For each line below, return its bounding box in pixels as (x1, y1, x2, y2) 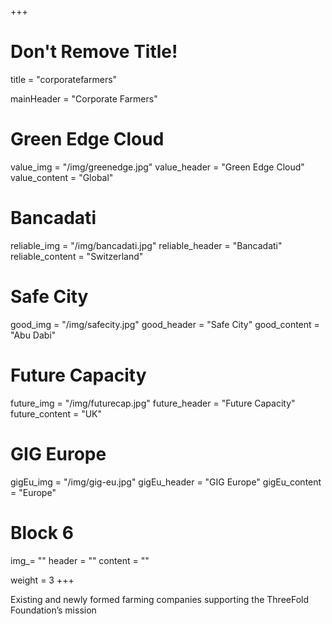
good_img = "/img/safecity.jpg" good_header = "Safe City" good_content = (10, 318, 320, 330)
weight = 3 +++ (10, 574, 75, 586)
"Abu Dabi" (10, 329, 57, 341)
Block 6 (10, 521, 74, 544)
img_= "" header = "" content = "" (10, 554, 150, 566)
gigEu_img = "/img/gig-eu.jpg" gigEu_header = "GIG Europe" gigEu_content (10, 476, 322, 488)
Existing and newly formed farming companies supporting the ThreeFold (10, 593, 310, 605)
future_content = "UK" (10, 407, 103, 420)
